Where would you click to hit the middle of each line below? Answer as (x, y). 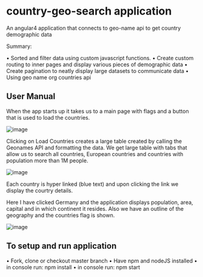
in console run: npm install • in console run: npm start (73, 267)
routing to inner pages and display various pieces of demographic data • (97, 64)
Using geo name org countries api (49, 77)
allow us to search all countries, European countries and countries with (95, 154)
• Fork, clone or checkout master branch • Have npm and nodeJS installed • (102, 261)
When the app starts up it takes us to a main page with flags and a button (98, 111)
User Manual (31, 96)
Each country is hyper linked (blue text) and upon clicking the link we (92, 184)
